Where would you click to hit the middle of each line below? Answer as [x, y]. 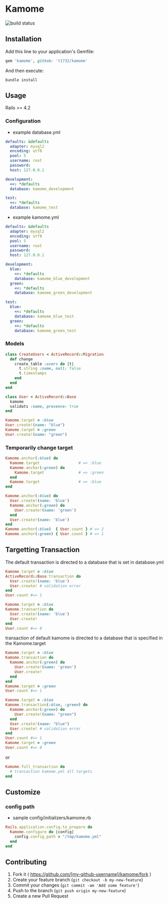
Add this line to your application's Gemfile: [50, 51]
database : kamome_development [42, 189]
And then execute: [25, 71]
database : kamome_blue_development [52, 279]
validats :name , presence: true [44, 406]
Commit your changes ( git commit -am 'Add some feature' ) [76, 885]
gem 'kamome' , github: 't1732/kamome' [46, 61]
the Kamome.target [26, 643]
